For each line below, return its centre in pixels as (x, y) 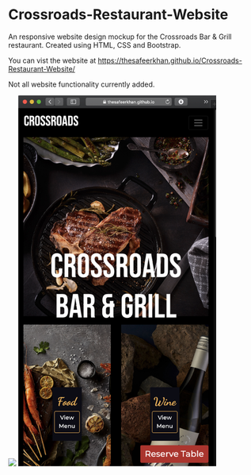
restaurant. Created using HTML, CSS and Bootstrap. (95, 44)
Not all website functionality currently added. (82, 84)
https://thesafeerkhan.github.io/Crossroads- (170, 60)
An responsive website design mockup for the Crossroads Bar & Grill (120, 37)
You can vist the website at (52, 60)
